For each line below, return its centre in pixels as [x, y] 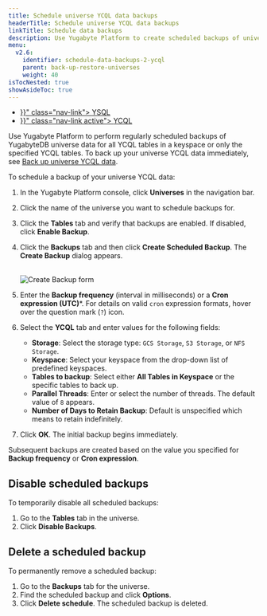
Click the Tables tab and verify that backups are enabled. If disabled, [133, 223]
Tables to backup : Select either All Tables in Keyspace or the [133, 377]
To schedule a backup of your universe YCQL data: [92, 177]
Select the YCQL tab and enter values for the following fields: [120, 328]
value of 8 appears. [63, 402]
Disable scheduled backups [78, 483]
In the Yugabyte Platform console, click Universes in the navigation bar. [137, 193]
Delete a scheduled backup [77, 552]
